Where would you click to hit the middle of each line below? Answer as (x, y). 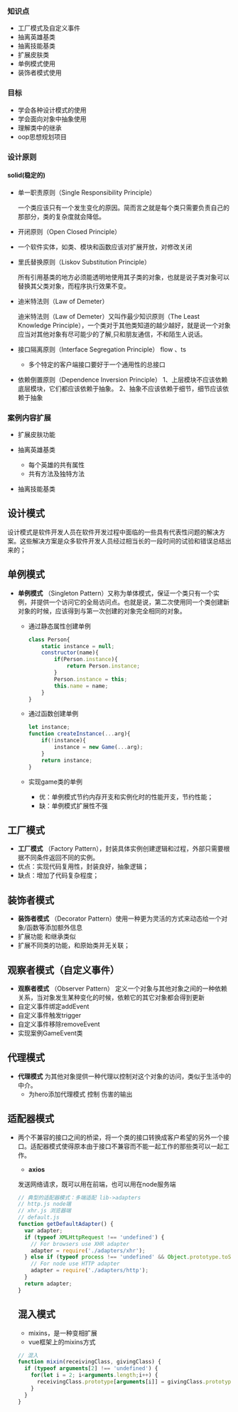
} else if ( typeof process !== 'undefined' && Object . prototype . (123, 1257)
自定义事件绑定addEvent (53, 1006)
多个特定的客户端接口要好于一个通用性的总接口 (97, 364)
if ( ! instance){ (64, 741)
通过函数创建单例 (53, 714)
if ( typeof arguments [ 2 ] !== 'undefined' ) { (91, 1368)
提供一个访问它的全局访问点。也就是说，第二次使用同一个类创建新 (133, 602)
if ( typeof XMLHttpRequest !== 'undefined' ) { (94, 1237)
